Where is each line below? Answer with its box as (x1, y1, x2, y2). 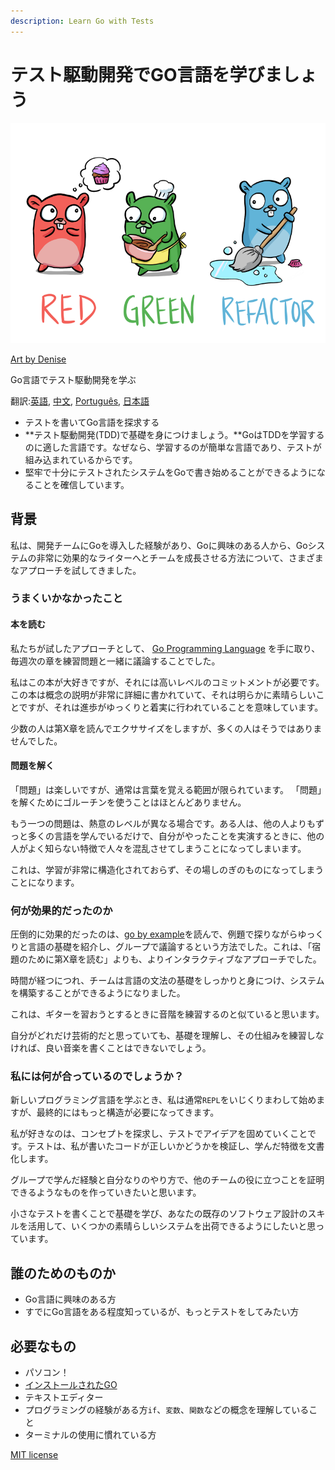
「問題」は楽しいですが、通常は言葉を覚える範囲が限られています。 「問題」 (10, 783, 322, 795)
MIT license (10, 1449, 59, 1461)
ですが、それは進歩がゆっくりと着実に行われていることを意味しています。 (18, 701, 324, 713)
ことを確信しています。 (33, 478, 130, 490)
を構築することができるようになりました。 (10, 987, 186, 999)
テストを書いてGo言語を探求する (24, 416, 160, 428)
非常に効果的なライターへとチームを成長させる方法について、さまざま (36, 551, 324, 564)
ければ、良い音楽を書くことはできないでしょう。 (10, 1042, 212, 1054)
